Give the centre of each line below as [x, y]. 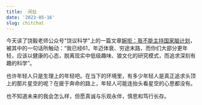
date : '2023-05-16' [31, 17]
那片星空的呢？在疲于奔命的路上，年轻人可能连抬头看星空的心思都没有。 [106, 83]
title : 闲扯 [22, 12]
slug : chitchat [25, 23]
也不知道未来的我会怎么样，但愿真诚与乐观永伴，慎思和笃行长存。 [88, 96]
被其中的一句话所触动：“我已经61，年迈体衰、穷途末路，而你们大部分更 [94, 48]
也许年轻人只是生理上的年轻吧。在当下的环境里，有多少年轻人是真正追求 [96, 76]
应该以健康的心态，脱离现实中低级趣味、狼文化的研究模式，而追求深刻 [103, 56]
